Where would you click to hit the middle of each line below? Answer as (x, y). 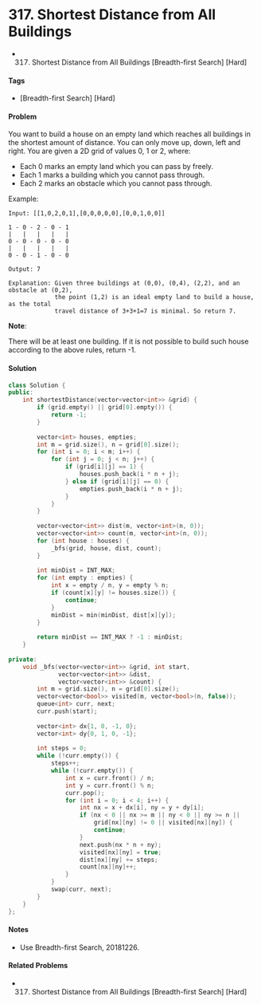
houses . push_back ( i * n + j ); (129, 474)
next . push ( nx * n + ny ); (120, 845)
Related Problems (38, 966)
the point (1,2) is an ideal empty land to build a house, (154, 297)
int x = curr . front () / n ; (110, 778)
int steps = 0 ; (62, 748)
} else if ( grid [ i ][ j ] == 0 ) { (117, 481)
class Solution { (37, 385)
